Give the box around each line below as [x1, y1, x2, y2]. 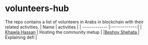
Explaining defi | [5, 34, 37, 40]
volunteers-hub [5, 3, 69, 14]
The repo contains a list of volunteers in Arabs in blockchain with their [5, 19, 144, 25]
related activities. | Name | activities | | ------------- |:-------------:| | [5, 24, 142, 30]
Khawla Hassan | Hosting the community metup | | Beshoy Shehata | [5, 29, 140, 35]
